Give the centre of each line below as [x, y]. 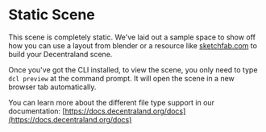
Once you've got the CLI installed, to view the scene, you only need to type [133, 69]
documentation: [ [37, 111]
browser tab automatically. [52, 87]
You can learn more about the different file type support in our [112, 102]
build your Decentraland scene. [60, 54]
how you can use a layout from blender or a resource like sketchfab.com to [133, 45]
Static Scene [52, 15]
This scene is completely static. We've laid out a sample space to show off [132, 37]
